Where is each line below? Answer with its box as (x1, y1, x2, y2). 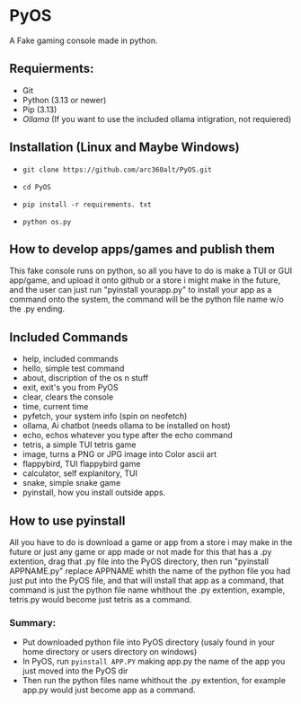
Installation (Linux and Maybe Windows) (9, 140, 240, 155)
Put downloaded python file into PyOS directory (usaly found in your (22, 637, 276, 647)
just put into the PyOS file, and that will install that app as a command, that (9, 576, 285, 585)
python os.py (22, 217, 72, 226)
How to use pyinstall (9, 513, 126, 528)
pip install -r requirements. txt (22, 199, 152, 209)
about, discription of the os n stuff (22, 373, 149, 383)
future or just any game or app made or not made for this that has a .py (9, 547, 272, 557)
